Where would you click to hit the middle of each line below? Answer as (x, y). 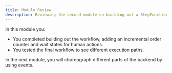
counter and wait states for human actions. (58, 44)
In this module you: (25, 29)
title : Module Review (28, 10)
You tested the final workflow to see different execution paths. (78, 50)
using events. (19, 65)
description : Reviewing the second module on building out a (72, 15)
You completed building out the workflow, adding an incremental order (87, 39)
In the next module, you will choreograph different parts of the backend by (84, 59)
